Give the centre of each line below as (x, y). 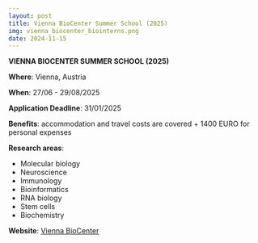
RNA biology (41, 198)
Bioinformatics (44, 190)
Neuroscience (43, 172)
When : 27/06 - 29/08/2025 (54, 93)
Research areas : (36, 148)
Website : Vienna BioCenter (54, 231)
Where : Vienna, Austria (47, 77)
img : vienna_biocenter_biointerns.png (74, 31)
